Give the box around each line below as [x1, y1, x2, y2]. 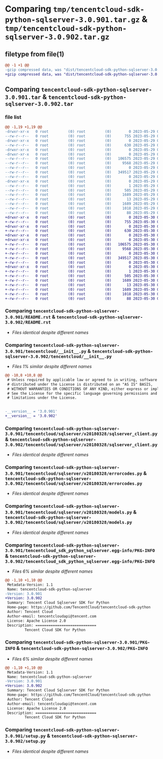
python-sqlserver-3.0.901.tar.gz [5, 16, 140, 25]
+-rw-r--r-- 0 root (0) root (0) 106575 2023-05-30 [5, 242, 155, 247]
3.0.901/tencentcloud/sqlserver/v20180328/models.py [5, 510, 132, 515]
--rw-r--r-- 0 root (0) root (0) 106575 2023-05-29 [5, 156, 155, 161]
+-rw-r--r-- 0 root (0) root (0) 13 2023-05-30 [5, 282, 155, 287]
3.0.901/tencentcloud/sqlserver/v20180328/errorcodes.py [5, 471, 143, 476]
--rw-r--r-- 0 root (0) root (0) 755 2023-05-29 [5, 134, 155, 139]
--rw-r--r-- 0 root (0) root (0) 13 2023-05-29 [5, 197, 155, 202]
